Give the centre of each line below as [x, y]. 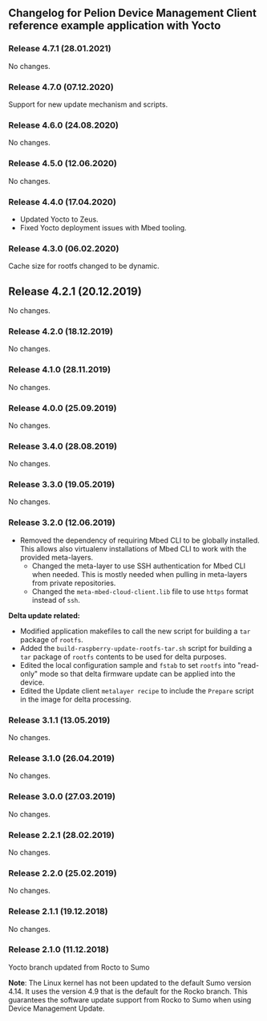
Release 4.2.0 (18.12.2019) [61, 331]
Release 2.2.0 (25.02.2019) [63, 873]
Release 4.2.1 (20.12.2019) [75, 291]
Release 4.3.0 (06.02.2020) [64, 248]
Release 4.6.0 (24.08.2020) [63, 125]
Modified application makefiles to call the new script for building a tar [135, 631]
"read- [249, 665]
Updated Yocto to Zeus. [59, 219]
